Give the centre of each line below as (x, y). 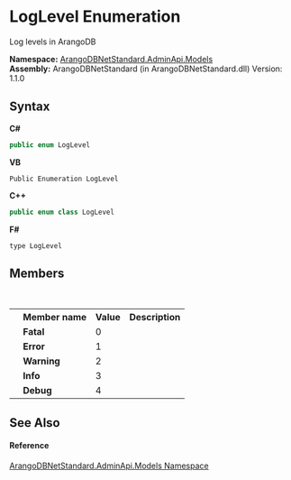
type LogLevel (36, 245)
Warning (41, 361)
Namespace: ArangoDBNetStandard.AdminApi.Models (111, 59)
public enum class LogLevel (62, 212)
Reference (29, 446)
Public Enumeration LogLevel (64, 179)
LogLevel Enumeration (95, 17)
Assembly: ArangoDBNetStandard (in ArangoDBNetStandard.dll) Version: (146, 69)
